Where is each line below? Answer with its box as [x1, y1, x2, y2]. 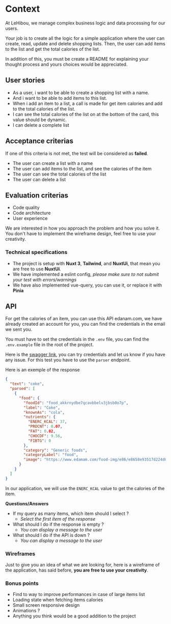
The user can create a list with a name [12, 160, 93, 166]
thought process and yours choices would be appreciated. [5, 61, 128, 67]
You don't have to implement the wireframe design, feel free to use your [5, 231, 156, 237]
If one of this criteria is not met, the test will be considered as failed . [5, 150, 149, 156]
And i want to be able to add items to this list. [12, 95, 107, 101]
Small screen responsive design [12, 602, 80, 608]
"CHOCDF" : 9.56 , [27, 433, 63, 438]
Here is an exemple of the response [5, 367, 80, 373]
